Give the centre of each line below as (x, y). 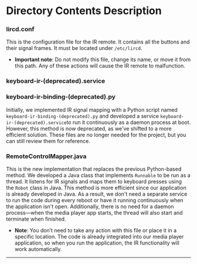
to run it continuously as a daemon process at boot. (129, 122)
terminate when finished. (36, 219)
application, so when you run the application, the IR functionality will (97, 243)
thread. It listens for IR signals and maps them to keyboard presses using (94, 181)
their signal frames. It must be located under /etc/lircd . (74, 48)
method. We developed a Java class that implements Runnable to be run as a (98, 175)
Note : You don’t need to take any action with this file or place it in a (96, 230)
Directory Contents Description (84, 11)
